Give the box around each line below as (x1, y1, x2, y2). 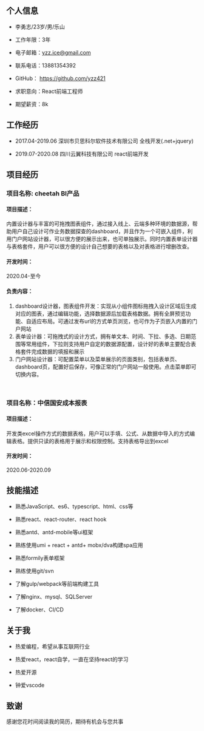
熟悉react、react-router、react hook (15, 515, 107, 523)
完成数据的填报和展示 (31, 348, 85, 355)
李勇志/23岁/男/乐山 (15, 23, 66, 30)
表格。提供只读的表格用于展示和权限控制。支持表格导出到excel (11, 437, 169, 444)
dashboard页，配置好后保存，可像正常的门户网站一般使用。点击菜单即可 (15, 363, 197, 370)
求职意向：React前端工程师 (15, 87, 83, 95)
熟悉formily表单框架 (15, 554, 65, 562)
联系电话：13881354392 (15, 61, 76, 69)
